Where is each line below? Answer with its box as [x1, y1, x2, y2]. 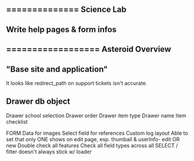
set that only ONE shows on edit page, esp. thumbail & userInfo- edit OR [6, 135, 180, 142]
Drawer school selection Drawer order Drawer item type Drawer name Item [6, 112, 186, 119]
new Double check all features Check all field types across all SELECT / [6, 142, 178, 149]
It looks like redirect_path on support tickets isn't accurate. [6, 79, 147, 86]
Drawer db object [6, 96, 71, 107]
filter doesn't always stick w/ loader [6, 148, 92, 155]
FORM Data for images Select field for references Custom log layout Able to [6, 129, 188, 136]
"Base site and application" [6, 64, 108, 74]
